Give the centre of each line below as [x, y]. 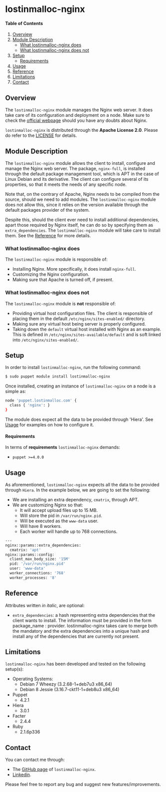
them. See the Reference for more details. [48, 236]
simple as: [16, 392]
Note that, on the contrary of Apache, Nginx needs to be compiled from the [82, 194]
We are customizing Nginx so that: [48, 505]
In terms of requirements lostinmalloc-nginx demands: [63, 447]
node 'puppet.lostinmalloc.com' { [41, 400]
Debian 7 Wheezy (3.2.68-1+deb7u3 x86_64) [66, 684]
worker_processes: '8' [33, 578]
